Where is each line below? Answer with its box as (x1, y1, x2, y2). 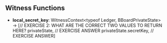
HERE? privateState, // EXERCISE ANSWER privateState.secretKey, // (12, 27, 154, 34)
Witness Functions (5, 4, 65, 12)
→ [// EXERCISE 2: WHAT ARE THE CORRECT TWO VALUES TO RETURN (12, 22, 162, 28)
